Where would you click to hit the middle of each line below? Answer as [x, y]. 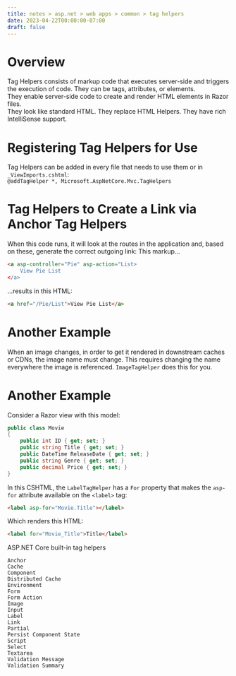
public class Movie [36, 428]
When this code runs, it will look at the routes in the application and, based [116, 244]
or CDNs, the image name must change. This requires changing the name [114, 359]
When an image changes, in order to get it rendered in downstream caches [116, 352]
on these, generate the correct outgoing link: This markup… [94, 251]
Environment [25, 586]
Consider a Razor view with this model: [64, 415]
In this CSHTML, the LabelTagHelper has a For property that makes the [109, 487]
